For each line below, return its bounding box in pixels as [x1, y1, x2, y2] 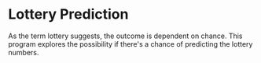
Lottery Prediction [8, 5, 129, 23]
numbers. [8, 47, 39, 57]
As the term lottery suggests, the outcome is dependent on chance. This [8, 31, 243, 40]
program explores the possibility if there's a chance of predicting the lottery [8, 39, 253, 48]
